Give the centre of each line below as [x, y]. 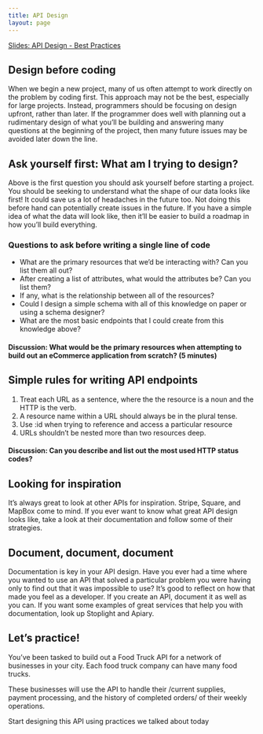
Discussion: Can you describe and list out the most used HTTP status [124, 450]
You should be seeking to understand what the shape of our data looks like [129, 191]
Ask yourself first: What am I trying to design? [123, 163]
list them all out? [46, 271]
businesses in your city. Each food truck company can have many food [123, 665]
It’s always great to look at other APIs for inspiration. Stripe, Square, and [124, 503]
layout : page [29, 23]
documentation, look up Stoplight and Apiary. [81, 614]
